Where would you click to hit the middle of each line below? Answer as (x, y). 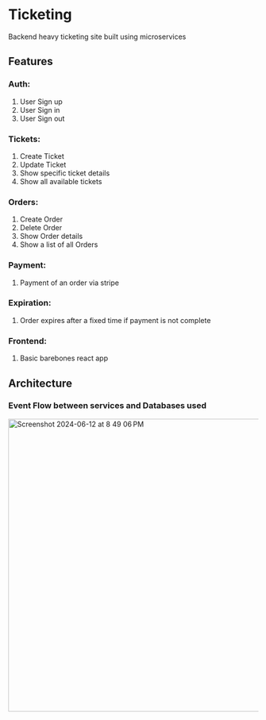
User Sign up (41, 102)
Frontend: (28, 341)
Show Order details (51, 237)
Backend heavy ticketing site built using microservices (97, 37)
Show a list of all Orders (59, 244)
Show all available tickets (61, 181)
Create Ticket (42, 156)
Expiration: (30, 303)
